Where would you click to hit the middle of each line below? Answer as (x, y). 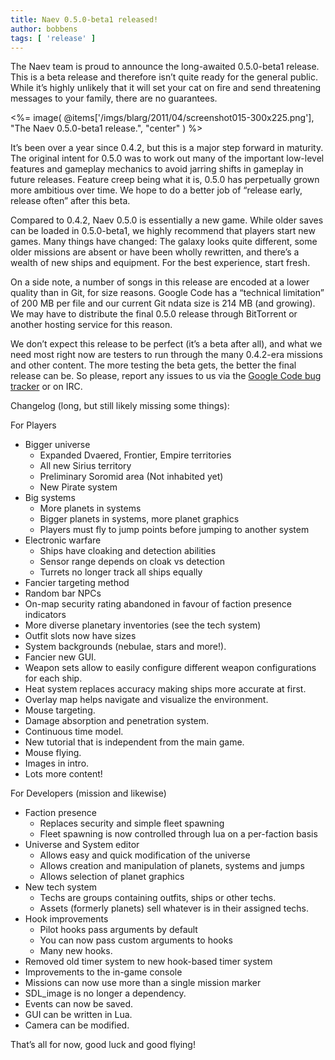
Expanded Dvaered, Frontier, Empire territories (135, 455)
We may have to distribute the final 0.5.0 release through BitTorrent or (154, 314)
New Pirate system (78, 487)
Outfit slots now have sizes (80, 636)
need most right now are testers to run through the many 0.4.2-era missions (166, 355)
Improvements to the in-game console (103, 972)
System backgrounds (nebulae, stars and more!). (125, 647)
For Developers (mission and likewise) (88, 793)
